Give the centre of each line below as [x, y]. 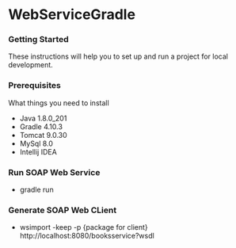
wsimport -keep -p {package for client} [84, 227]
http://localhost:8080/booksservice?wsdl [87, 236]
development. [30, 65]
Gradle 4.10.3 [41, 126]
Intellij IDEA [38, 151]
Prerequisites [34, 86]
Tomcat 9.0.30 [43, 135]
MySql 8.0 [36, 143]
